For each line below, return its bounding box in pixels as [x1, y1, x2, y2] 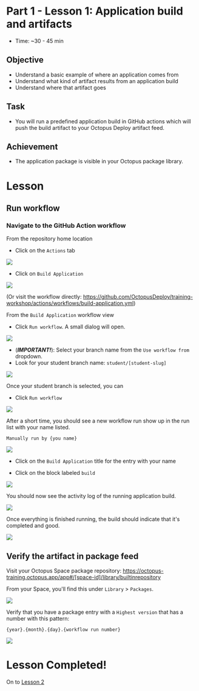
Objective [6, 55, 44, 65]
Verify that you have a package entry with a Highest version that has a [6, 608, 184, 616]
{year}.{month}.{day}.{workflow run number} [6, 627, 121, 633]
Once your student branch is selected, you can [6, 383, 123, 390]
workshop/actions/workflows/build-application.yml [6, 299, 134, 307]
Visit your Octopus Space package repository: [6, 567, 122, 574]
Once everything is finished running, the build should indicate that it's [6, 516, 180, 523]
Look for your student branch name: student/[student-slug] [15, 359, 167, 367]
